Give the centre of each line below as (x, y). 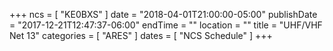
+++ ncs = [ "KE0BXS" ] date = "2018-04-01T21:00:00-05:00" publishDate (163, 14)
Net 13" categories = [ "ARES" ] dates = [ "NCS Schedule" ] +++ (141, 35)
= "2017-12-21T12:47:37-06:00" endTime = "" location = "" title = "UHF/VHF (166, 25)
